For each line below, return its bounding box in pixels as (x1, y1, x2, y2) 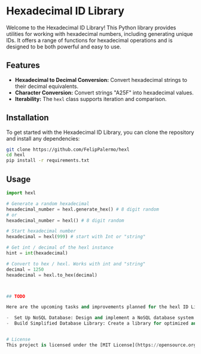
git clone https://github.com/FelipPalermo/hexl (6, 147, 130, 152)
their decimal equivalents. (14, 83, 79, 90)
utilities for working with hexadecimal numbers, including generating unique (6, 30, 193, 37)
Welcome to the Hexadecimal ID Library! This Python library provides (6, 24, 176, 31)
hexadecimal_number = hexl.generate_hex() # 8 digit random (6, 206, 160, 212)
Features (6, 60, 40, 71)
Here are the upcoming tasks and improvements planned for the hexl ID (6, 304, 188, 310)
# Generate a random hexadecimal (6, 200, 90, 207)
